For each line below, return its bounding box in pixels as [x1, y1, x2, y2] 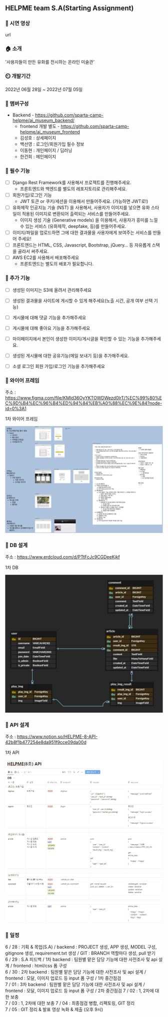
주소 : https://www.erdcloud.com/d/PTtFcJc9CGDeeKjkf [5, 554, 120, 560]
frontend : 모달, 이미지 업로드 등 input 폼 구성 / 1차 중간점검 [5, 975, 121, 981]
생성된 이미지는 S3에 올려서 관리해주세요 [12, 287, 92, 293]
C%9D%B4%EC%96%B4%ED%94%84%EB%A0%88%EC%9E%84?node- [5, 400, 162, 406]
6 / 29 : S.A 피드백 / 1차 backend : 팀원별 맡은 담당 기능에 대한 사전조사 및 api [5, 956, 157, 962]
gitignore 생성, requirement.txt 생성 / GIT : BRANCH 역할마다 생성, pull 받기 [5, 950, 156, 956]
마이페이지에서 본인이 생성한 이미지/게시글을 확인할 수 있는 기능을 [12, 335, 140, 341]
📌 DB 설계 [5, 541, 28, 548]
